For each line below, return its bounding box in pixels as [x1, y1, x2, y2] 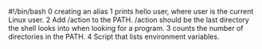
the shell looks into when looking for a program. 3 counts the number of [8, 24, 244, 32]
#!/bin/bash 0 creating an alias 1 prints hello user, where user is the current [8, 7, 254, 16]
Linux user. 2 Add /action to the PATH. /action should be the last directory [8, 15, 249, 24]
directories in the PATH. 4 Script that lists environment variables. [8, 32, 220, 41]
